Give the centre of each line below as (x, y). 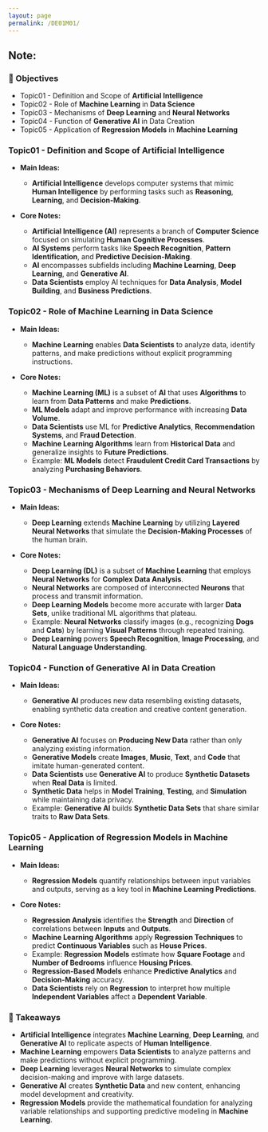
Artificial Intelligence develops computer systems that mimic (133, 183)
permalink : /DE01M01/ (44, 23)
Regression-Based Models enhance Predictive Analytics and (134, 971)
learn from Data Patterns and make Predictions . (111, 401)
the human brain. (59, 540)
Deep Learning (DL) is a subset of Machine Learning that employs (141, 571)
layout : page (30, 16)
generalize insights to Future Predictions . (100, 452)
